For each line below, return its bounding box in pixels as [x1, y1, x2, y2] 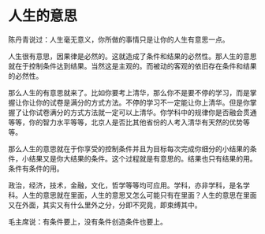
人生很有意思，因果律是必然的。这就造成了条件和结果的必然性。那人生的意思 [8, 51, 257, 61]
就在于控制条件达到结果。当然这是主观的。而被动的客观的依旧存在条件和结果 [8, 61, 257, 71]
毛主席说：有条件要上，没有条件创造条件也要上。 [8, 217, 167, 226]
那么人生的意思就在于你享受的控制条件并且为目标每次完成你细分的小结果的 [8, 143, 250, 154]
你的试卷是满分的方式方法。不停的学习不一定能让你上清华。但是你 [35, 98, 250, 107]
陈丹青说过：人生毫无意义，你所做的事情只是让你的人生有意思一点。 [8, 35, 230, 44]
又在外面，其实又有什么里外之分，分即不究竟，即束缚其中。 [8, 200, 202, 210]
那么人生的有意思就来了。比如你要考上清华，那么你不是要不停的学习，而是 [8, 87, 250, 97]
